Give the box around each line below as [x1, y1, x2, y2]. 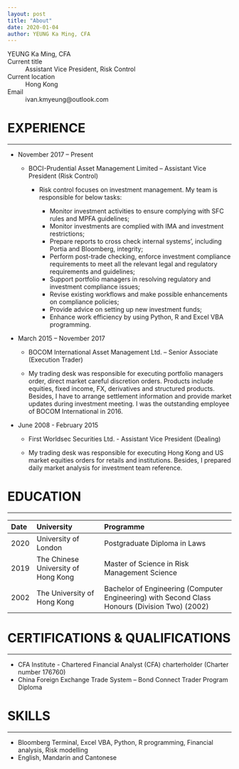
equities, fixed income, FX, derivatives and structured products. [28, 384, 215, 393]
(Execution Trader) [28, 355, 83, 364]
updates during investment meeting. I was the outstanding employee [28, 399, 230, 408]
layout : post [7, 10, 46, 18]
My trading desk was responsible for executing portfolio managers [28, 370, 224, 378]
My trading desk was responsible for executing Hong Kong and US [28, 449, 224, 457]
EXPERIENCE [7, 120, 86, 136]
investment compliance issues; [49, 283, 141, 291]
